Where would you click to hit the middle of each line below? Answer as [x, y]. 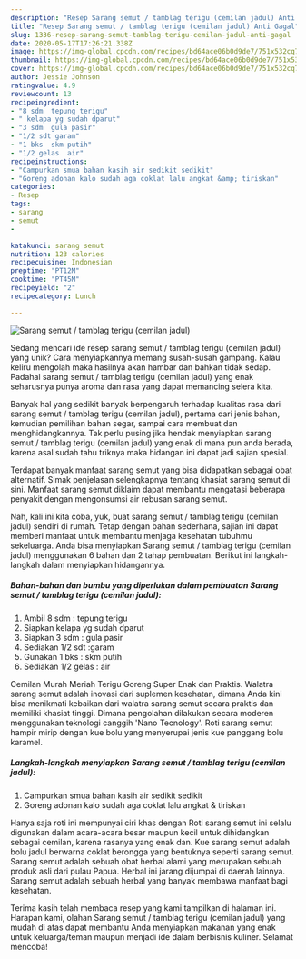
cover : [23, 69]
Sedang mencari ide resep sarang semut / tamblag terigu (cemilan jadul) [146, 347]
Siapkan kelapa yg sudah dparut [84, 627]
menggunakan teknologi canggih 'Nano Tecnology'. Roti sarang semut [142, 723]
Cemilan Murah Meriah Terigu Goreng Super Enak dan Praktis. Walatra [142, 684]
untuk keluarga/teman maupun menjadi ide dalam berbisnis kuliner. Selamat [152, 936]
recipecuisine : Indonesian [61, 263]
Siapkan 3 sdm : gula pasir [73, 637]
